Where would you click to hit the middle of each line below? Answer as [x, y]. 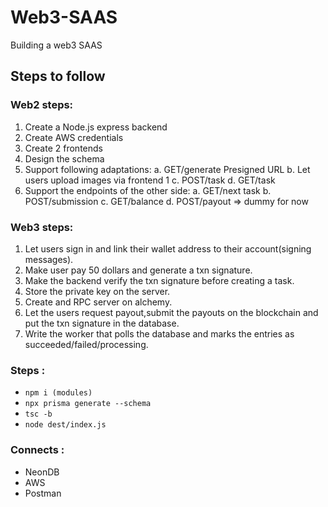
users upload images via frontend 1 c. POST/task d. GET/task [150, 180]
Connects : [37, 450]
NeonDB [42, 472]
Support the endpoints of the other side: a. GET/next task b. [148, 190]
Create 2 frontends [63, 148]
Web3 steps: [42, 227]
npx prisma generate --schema [88, 404]
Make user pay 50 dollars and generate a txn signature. [138, 270]
